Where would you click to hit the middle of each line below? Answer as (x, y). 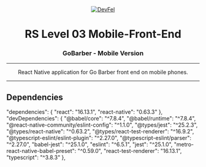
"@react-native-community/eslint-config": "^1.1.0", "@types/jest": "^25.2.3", (102, 125)
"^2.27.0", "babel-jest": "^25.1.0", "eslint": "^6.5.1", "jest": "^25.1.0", (90, 144)
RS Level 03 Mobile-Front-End (103, 34)
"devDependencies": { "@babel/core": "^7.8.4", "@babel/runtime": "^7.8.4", (101, 119)
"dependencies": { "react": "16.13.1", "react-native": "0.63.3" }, (85, 112)
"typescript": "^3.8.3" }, (36, 158)
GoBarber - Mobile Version (103, 53)
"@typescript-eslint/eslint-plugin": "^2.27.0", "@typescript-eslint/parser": (99, 138)
